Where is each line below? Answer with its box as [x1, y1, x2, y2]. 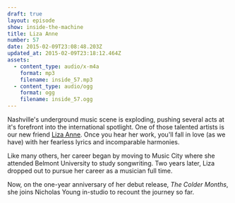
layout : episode [7, 17, 55, 24]
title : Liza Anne [7, 30, 59, 37]
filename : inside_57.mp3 [20, 76, 93, 83]
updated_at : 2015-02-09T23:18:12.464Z [7, 50, 121, 57]
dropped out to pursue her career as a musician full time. [7, 167, 173, 175]
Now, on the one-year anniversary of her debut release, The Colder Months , [7, 180, 229, 188]
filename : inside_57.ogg [20, 96, 93, 103]
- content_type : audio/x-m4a [13, 63, 100, 70]
